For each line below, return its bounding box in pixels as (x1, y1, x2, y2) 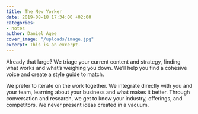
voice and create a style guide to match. (6, 71, 104, 78)
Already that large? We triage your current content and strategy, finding (6, 58, 181, 65)
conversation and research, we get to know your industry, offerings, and (6, 94, 183, 102)
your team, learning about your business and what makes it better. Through (6, 88, 190, 96)
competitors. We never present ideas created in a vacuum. (6, 101, 149, 108)
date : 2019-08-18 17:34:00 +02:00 (6, 14, 92, 20)
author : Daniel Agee (6, 31, 58, 37)
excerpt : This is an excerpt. (6, 42, 81, 48)
